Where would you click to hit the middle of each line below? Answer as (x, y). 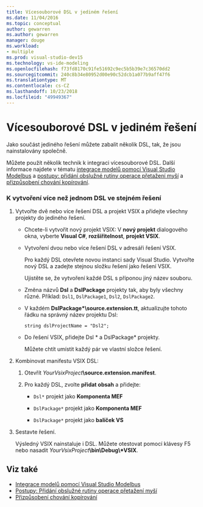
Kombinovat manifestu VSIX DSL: (57, 360)
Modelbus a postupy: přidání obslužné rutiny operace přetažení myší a (95, 175)
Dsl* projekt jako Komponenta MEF (78, 396)
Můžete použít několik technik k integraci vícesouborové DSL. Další (91, 162)
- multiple (20, 52)
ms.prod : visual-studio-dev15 (45, 57)
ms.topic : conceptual (34, 23)
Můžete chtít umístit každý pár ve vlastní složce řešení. (93, 349)
